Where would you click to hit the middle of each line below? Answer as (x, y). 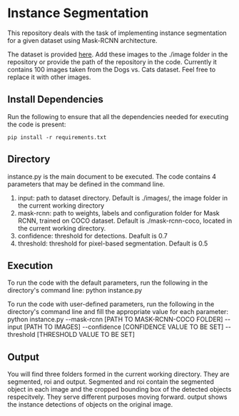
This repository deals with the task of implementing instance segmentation (117, 33)
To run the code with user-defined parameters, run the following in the (111, 304)
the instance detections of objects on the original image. (90, 405)
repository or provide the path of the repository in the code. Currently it (112, 61)
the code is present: (37, 124)
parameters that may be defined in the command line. (86, 184)
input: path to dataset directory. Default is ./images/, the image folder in (123, 198)
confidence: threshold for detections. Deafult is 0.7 (92, 235)
